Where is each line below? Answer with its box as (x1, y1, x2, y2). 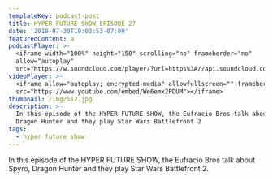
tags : (8, 125, 27, 133)
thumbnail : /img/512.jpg (8, 95, 93, 103)
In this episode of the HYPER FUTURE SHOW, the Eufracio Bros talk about (8, 155, 256, 165)
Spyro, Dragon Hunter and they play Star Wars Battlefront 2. (8, 163, 210, 173)
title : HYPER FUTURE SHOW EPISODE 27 (8, 19, 136, 28)
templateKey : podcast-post (8, 11, 100, 20)
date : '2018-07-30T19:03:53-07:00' (8, 27, 129, 35)
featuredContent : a (8, 34, 75, 43)
